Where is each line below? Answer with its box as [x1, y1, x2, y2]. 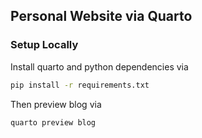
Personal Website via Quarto [10, 8, 193, 25]
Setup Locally [10, 38, 79, 52]
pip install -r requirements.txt [10, 80, 150, 90]
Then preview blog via [10, 98, 102, 110]
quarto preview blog [10, 117, 97, 128]
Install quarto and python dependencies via [10, 60, 189, 73]
